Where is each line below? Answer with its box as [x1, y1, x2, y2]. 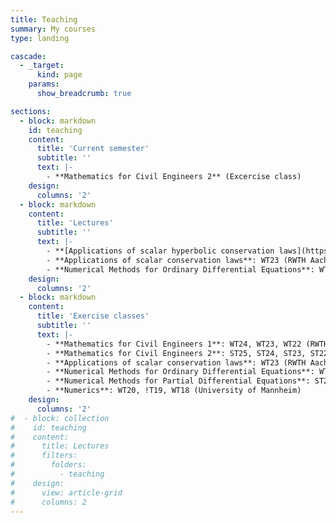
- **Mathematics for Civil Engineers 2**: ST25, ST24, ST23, [46, 348, 307, 358]
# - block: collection [10, 413, 110, 423]
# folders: [10, 460, 87, 470]
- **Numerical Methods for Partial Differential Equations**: [46, 376, 311, 386]
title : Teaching [10, 14, 78, 25]
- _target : [19, 61, 65, 71]
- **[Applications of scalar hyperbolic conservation [46, 246, 275, 256]
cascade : [10, 51, 47, 61]
